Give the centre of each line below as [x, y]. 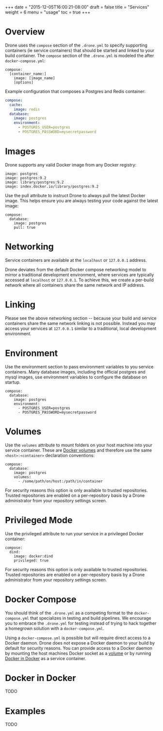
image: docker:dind [33, 556]
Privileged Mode [39, 520]
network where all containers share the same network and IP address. [75, 285]
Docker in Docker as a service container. [46, 658]
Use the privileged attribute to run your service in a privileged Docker [74, 533]
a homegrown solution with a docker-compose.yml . [55, 628]
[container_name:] [28, 74]
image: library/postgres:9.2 [34, 182]
